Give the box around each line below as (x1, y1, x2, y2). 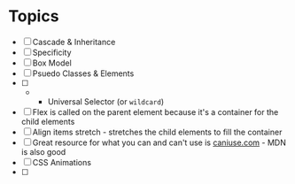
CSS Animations (32, 157, 92, 167)
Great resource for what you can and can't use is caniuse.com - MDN (32, 137, 287, 148)
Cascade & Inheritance (32, 36, 116, 47)
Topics (8, 6, 59, 27)
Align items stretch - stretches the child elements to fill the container (32, 126, 283, 137)
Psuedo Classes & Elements (32, 68, 135, 79)
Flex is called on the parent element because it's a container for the (32, 106, 279, 117)
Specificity (32, 47, 72, 57)
